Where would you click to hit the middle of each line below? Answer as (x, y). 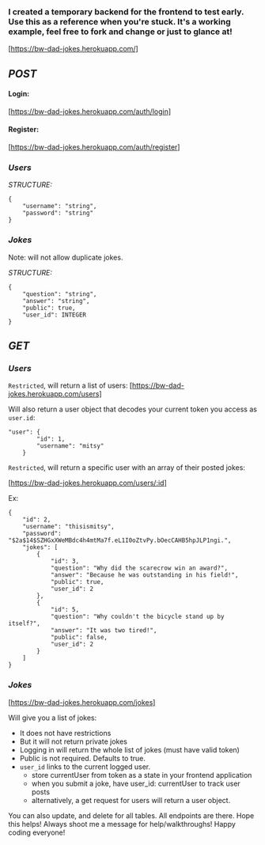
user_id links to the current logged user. (85, 767)
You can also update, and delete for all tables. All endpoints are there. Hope (131, 815)
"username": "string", (60, 207)
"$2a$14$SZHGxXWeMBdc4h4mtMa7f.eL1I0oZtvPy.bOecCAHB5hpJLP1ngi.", (120, 540)
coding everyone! (37, 832)
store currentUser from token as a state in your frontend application (142, 775)
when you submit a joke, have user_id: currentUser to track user (136, 783)
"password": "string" (58, 213)
